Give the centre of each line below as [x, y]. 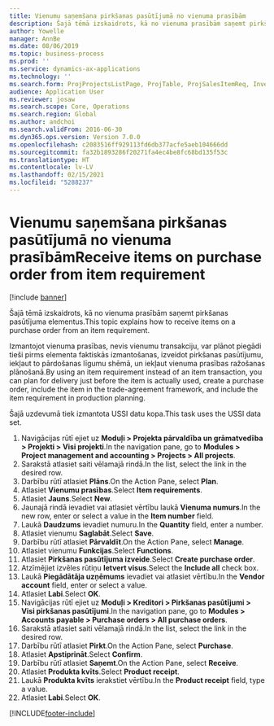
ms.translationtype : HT [50, 160]
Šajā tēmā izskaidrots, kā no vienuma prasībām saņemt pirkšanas [119, 313]
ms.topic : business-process [57, 54]
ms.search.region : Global [53, 115]
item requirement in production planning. [77, 398]
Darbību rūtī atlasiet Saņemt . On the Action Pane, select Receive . [130, 663]
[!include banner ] [38, 297]
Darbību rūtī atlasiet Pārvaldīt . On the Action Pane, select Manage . [133, 541]
